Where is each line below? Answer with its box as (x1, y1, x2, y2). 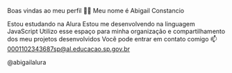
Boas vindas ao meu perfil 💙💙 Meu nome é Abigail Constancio (7, 7, 185, 14)
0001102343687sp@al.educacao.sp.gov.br (7, 45, 131, 53)
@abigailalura (7, 59, 47, 66)
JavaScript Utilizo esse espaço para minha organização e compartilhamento (7, 28, 226, 35)
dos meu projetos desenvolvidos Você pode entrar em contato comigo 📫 (7, 35, 217, 43)
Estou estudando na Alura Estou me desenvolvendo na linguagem (7, 20, 196, 28)
